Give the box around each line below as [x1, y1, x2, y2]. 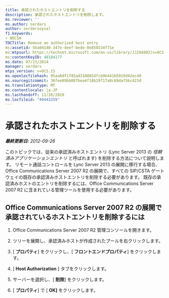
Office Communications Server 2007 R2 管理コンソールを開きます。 [12, 227, 154, 233]
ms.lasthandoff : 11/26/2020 [5, 92, 65, 97]
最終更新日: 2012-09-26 [5, 138, 56, 144]
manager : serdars [5, 64, 42, 69]
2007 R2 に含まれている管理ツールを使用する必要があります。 [5, 187, 135, 193]
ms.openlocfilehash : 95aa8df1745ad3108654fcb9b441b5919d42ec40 [5, 73, 142, 79]
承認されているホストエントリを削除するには [5, 212, 145, 221]
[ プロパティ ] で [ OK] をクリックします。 [12, 287, 98, 293]
